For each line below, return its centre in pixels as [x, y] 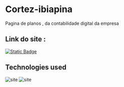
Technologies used [36, 68]
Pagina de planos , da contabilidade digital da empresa [62, 23]
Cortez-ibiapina [39, 9]
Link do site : [26, 39]
